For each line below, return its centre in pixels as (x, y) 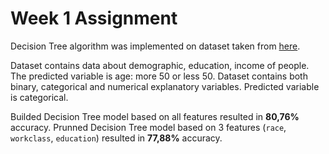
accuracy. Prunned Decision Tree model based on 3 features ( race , (148, 127)
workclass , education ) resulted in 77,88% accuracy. (116, 138)
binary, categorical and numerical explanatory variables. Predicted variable (165, 86)
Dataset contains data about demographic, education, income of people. (160, 65)
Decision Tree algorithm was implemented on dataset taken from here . (155, 46)
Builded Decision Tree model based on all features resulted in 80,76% (155, 116)
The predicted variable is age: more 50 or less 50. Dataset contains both (159, 76)
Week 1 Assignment (94, 18)
